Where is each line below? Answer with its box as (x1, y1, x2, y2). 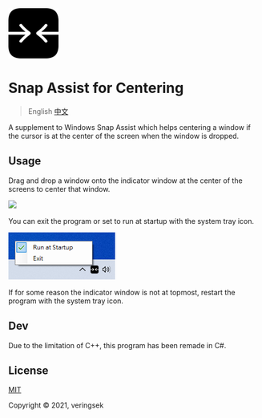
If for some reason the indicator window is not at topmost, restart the (8, 287, 236, 297)
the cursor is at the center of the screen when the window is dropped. (8, 131, 240, 140)
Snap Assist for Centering (8, 79, 184, 97)
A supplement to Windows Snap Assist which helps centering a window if (8, 122, 251, 132)
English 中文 (27, 106, 69, 116)
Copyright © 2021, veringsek (8, 400, 104, 410)
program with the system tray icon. (8, 296, 124, 306)
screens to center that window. (8, 184, 111, 193)
